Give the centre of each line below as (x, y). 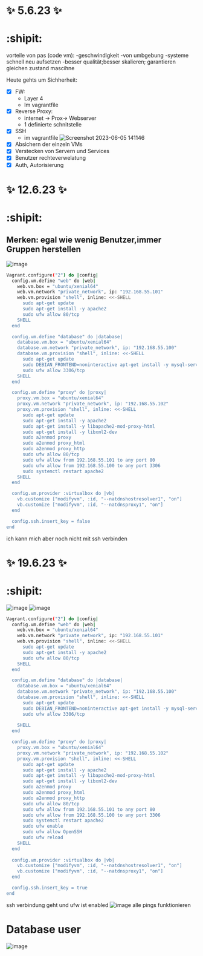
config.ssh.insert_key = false (51, 521)
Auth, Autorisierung (39, 165)
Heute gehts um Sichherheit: (42, 80)
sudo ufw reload (43, 837)
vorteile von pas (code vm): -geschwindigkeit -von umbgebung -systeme (98, 56)
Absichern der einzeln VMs (49, 144)
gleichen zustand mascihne (40, 68)
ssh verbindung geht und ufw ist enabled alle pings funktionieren (99, 905)
